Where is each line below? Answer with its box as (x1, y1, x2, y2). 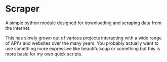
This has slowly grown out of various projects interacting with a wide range (5, 35, 162, 41)
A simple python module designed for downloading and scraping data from (5, 20, 162, 26)
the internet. (5, 25, 31, 31)
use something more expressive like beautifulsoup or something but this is (5, 45, 160, 51)
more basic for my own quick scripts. (5, 51, 82, 57)
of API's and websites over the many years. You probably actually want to (5, 40, 159, 46)
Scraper (5, 3, 39, 15)
